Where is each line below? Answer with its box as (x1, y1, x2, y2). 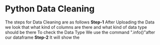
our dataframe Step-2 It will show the (5, 34, 80, 40)
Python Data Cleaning (5, 3, 95, 14)
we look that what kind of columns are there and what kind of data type (5, 24, 147, 30)
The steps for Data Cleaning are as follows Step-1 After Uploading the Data (5, 19, 155, 25)
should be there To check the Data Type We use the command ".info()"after (5, 29, 156, 35)
